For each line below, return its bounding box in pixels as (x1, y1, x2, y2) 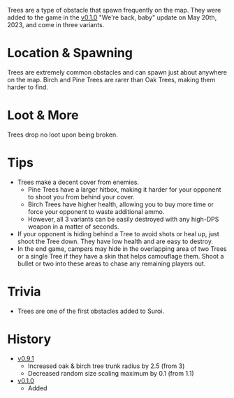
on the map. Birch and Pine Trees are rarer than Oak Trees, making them (7, 75, 216, 84)
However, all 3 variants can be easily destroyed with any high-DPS (27, 215, 219, 223)
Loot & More (7, 107, 79, 123)
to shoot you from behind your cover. (27, 192, 135, 201)
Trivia (7, 284, 41, 299)
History (7, 331, 52, 347)
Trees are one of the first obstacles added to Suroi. (17, 307, 165, 315)
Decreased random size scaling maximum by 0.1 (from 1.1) (27, 369, 194, 377)
